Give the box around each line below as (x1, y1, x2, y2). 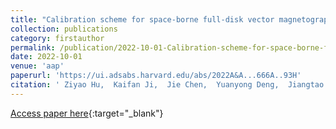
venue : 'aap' (10, 61, 65, 71)
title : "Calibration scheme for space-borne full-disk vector (10, 14, 275, 25)
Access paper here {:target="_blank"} (10, 107, 164, 119)
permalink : (10, 42, 56, 53)
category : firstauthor (10, 33, 105, 43)
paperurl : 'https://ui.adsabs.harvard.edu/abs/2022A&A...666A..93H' (10, 71, 302, 81)
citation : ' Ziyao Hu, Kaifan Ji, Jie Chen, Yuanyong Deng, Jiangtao (10, 80, 325, 90)
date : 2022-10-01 (10, 52, 83, 62)
